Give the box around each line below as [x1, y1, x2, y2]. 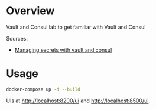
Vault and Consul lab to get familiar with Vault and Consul [6, 24, 146, 31]
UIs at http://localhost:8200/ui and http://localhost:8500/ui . [6, 97, 151, 104]
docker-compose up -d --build [6, 86, 81, 92]
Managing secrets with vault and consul [14, 46, 112, 54]
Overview [6, 4, 55, 18]
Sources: [6, 35, 28, 42]
